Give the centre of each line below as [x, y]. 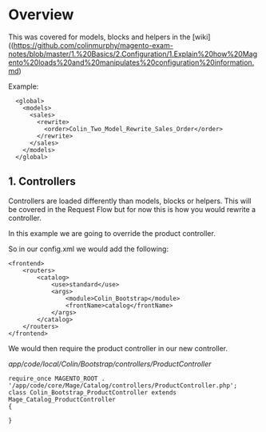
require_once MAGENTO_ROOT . [57, 378]
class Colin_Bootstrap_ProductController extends [93, 392]
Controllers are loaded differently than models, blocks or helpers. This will [130, 201]
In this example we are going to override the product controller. [112, 233]
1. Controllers [42, 182]
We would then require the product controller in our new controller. [118, 348]
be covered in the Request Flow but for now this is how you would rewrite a [132, 209]
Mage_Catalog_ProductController [62, 399]
